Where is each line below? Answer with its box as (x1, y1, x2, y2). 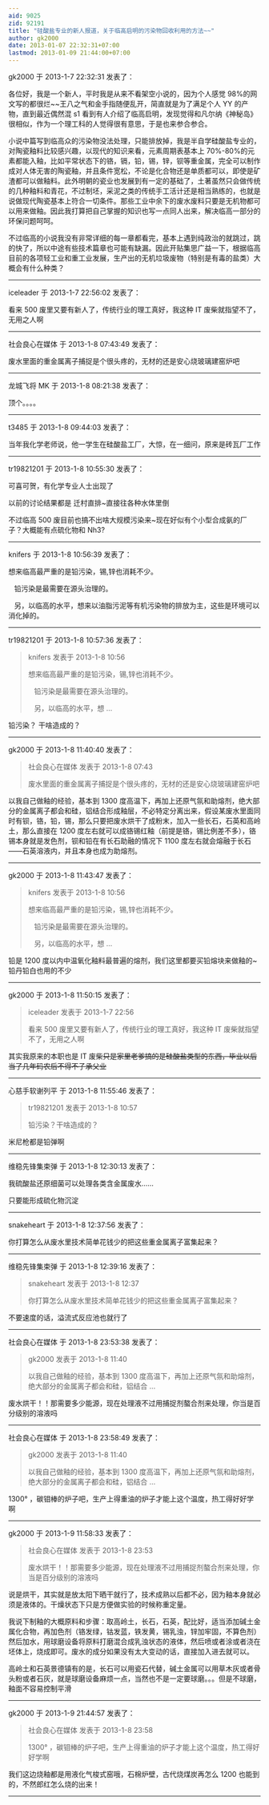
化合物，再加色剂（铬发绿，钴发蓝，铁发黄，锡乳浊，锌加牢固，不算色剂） (14, 1627, 261, 1636)
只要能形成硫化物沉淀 (8, 1195, 78, 1205)
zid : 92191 (8, 19, 45, 27)
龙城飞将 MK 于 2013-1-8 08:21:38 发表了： (8, 381, 151, 390)
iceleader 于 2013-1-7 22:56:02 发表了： (8, 288, 142, 297)
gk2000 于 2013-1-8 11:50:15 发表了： (8, 990, 132, 1000)
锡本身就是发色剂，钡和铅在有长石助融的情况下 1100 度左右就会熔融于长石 (8, 836, 251, 845)
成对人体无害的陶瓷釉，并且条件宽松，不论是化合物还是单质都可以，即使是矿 (8, 166, 261, 175)
